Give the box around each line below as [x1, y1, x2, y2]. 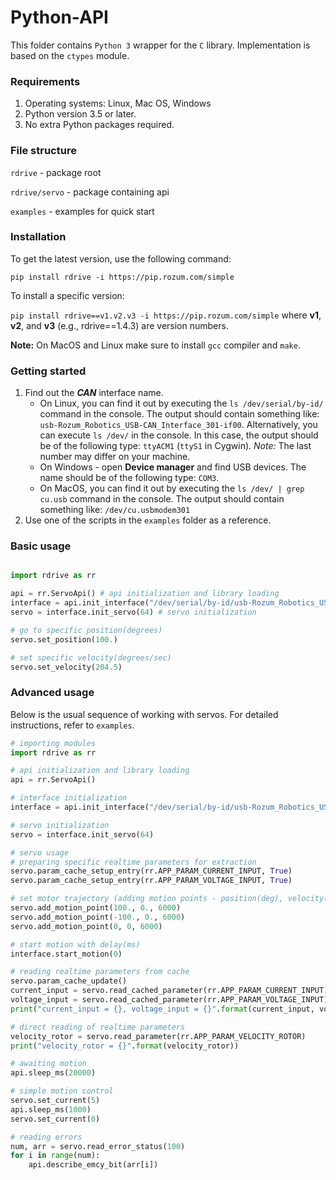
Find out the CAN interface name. [24, 387, 164, 399]
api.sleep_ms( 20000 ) [10, 1068, 97, 1078]
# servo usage [10, 847, 70, 858]
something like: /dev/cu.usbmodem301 [39, 504, 191, 516]
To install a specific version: [10, 289, 125, 301]
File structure [10, 144, 77, 158]
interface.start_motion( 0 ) [10, 949, 123, 959]
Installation [10, 230, 67, 244]
